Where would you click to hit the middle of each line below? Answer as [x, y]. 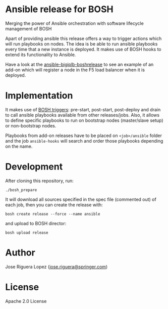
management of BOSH [29, 28]
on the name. [19, 146]
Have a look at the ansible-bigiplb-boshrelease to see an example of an [79, 64]
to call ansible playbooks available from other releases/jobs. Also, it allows [82, 115]
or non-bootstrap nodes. [31, 125]
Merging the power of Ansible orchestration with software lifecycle [74, 23]
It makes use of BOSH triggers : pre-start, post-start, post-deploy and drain [83, 109]
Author [20, 253]
